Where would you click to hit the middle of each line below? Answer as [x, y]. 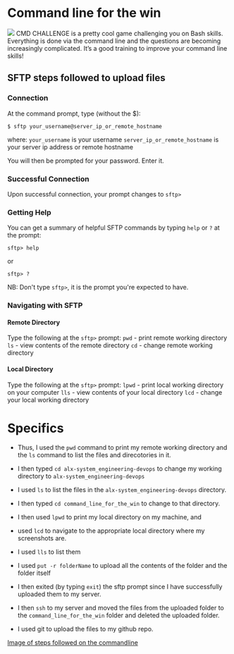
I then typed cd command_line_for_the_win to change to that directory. [119, 504]
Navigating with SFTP [45, 306]
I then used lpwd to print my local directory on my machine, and [110, 517]
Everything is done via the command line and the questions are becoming [114, 41]
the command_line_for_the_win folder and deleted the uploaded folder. [118, 615]
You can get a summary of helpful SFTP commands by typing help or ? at [113, 228]
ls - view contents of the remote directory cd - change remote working [110, 345]
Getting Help [29, 212]
